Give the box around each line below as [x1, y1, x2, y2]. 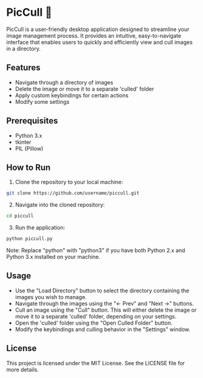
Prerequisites [6, 115, 58, 126]
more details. [6, 366, 39, 373]
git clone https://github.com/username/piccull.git [6, 190, 139, 196]
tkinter [15, 138, 32, 145]
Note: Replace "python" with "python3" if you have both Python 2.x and [6, 247, 185, 254]
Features [6, 63, 41, 73]
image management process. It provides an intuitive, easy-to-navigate [6, 32, 182, 39]
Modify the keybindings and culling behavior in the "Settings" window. [15, 325, 191, 333]
